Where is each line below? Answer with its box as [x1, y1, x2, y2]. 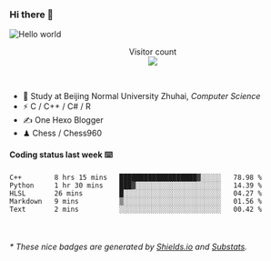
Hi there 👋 [9, 8, 55, 21]
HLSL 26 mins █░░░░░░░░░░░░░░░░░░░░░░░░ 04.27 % [9, 188, 262, 198]
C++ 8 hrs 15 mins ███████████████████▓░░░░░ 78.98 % [9, 173, 262, 182]
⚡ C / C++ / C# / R [22, 101, 91, 112]
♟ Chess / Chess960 [22, 127, 103, 139]
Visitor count [128, 46, 177, 57]
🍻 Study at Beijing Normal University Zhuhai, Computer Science [22, 91, 261, 102]
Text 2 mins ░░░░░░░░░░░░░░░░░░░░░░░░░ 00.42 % [9, 205, 262, 214]
